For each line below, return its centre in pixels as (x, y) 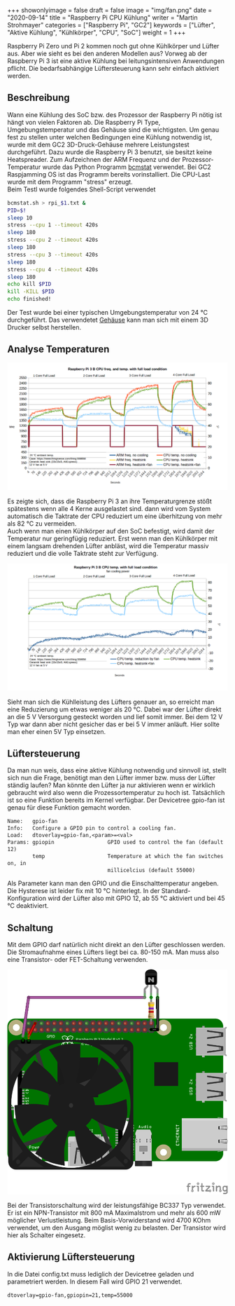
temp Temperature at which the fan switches (128, 857)
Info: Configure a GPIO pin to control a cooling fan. (92, 829)
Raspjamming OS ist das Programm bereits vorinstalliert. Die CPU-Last (109, 174)
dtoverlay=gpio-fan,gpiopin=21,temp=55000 (70, 1295)
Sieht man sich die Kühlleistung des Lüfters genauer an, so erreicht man (111, 702)
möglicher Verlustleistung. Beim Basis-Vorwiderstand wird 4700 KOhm (109, 1220)
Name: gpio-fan (33, 822)
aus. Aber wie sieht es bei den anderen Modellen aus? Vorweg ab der (107, 53)
